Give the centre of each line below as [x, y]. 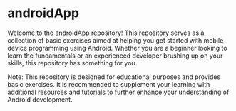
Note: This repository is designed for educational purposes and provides [114, 77]
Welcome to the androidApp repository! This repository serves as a [106, 33]
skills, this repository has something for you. [72, 63]
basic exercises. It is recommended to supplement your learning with [109, 84]
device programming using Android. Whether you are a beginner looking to [117, 48]
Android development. [40, 99]
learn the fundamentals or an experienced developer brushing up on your [115, 55]
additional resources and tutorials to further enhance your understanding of [118, 92]
